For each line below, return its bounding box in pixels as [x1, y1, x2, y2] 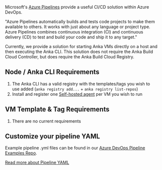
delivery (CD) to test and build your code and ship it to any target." [5, 34, 137, 40]
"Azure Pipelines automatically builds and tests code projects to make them [5, 19, 155, 24]
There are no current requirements [12, 118, 81, 124]
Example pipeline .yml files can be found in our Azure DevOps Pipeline [5, 145, 146, 151]
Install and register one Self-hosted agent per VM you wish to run [12, 91, 143, 97]
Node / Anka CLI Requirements [5, 68, 100, 76]
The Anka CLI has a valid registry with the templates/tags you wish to [12, 81, 150, 86]
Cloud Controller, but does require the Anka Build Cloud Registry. [5, 54, 134, 60]
